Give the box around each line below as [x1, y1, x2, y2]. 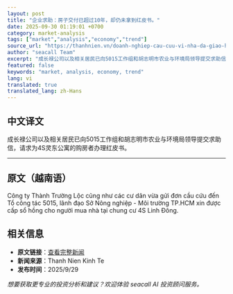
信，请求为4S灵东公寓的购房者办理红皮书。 [7, 143, 131, 152]
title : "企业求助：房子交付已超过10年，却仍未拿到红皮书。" [7, 17, 161, 24]
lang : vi [7, 74, 33, 82]
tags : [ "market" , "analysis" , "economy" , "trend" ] [7, 36, 148, 43]
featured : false [7, 62, 54, 69]
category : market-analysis [7, 29, 85, 37]
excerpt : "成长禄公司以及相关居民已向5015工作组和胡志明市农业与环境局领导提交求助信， [7, 56, 232, 63]
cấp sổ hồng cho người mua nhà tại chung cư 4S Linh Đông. [7, 206, 179, 214]
